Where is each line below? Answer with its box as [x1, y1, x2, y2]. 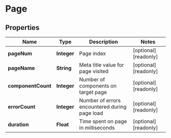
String [56, 64, 72, 72]
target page [79, 89, 107, 95]
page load [79, 110, 103, 117]
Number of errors [79, 97, 121, 104]
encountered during [79, 103, 127, 110]
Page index [79, 50, 106, 57]
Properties [5, 23, 40, 32]
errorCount [8, 103, 36, 110]
